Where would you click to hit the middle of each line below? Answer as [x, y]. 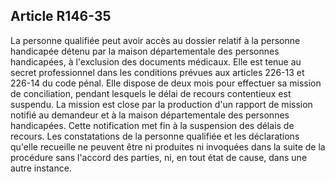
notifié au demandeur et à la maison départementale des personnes [150, 115]
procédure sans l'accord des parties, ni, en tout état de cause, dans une [159, 157]
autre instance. [41, 168]
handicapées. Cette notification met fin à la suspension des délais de [152, 125]
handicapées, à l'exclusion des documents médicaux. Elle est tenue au [156, 61]
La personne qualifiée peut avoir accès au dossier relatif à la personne [155, 40]
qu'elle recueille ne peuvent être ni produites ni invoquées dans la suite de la [168, 146]
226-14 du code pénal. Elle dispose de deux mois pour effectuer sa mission [166, 83]
